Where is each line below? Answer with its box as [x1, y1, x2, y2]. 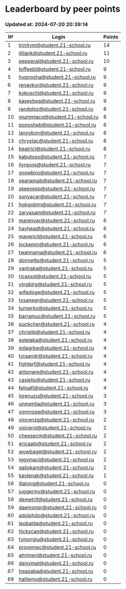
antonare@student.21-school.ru [19, 369, 94, 376]
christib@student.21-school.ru [19, 329, 90, 335]
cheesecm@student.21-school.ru [19, 433, 97, 439]
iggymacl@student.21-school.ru [19, 456, 94, 463]
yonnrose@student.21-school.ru [19, 409, 95, 415]
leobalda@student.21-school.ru [19, 520, 93, 527]
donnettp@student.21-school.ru [19, 257, 94, 264]
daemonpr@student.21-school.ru [19, 504, 97, 511]
